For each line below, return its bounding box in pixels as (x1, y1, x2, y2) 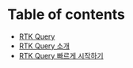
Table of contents (7, 6, 126, 24)
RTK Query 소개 (18, 41, 70, 51)
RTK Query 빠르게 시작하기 (18, 51, 104, 60)
